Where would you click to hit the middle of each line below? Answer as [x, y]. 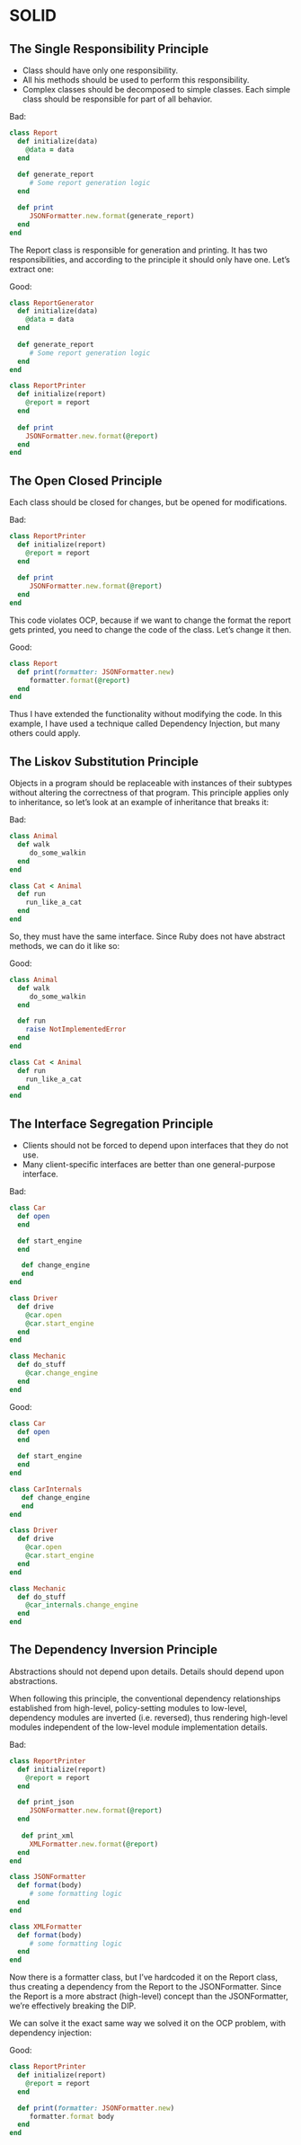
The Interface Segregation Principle [111, 1124]
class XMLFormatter [46, 1927]
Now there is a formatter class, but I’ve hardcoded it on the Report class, [144, 1977]
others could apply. [45, 733]
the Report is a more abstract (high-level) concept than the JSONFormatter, [149, 1997]
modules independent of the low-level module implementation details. [138, 1727]
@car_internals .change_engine [82, 1605]
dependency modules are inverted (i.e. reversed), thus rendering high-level [148, 1717]
